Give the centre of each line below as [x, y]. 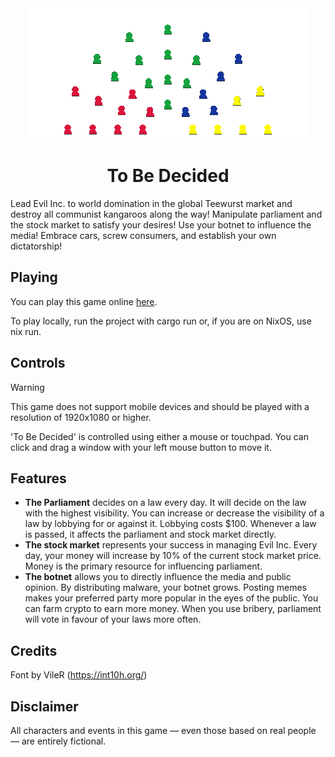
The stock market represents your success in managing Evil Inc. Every [171, 545]
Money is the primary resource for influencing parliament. [143, 566]
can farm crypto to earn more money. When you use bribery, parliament [173, 609]
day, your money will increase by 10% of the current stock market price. [173, 556]
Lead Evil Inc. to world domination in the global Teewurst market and [151, 203]
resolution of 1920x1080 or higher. [81, 417]
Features [38, 478]
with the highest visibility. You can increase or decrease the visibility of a [174, 513]
